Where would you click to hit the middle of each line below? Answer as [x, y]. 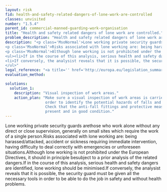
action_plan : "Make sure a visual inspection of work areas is [81, 98]
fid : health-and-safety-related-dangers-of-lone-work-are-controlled [79, 14]
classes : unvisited [25, 19]
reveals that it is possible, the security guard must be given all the [72, 173]
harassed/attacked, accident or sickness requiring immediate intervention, [81, 142]
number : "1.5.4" [22, 24]
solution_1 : [22, 88]
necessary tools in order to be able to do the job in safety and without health [83, 179]
